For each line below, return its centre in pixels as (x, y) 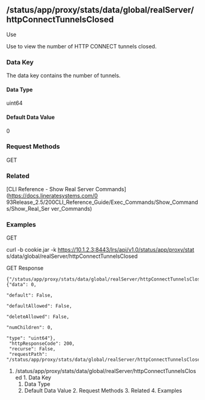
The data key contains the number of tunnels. (63, 75)
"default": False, (30, 296)
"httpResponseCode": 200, (42, 344)
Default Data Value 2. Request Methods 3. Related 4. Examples (103, 391)
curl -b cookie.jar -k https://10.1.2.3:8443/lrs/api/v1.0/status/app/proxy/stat (100, 250)
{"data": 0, (21, 285)
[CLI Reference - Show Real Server (50, 189)
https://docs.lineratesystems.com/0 (53, 196)
